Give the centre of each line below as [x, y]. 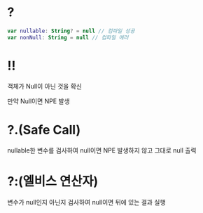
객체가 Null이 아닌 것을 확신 [45, 86]
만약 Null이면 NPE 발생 [38, 101]
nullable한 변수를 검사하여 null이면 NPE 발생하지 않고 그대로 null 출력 [102, 150]
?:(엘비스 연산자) [53, 181]
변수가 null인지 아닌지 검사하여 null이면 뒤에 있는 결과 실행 [86, 202]
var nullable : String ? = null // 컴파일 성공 [71, 31]
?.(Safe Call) [44, 130]
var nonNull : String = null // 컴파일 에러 [68, 37]
